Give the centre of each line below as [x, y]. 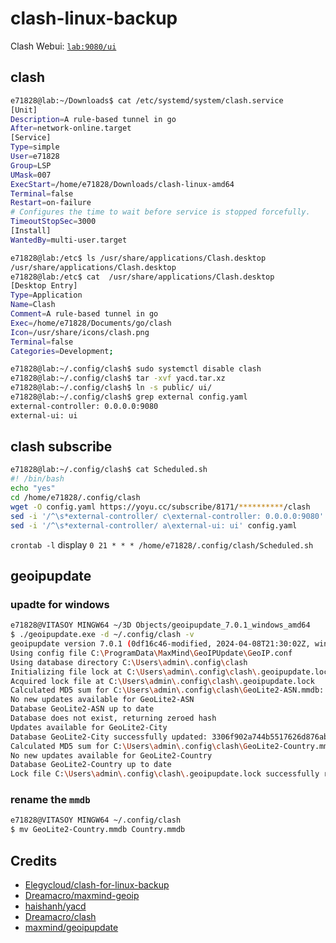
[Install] [31, 231]
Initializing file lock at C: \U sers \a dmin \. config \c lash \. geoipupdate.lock [171, 672]
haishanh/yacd [55, 906]
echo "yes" [33, 488]
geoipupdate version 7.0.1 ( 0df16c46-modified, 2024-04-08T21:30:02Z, [160, 644]
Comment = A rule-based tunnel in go [84, 314]
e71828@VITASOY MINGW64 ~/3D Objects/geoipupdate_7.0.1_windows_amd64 [160, 625]
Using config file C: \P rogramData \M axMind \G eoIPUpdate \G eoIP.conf [151, 653]
